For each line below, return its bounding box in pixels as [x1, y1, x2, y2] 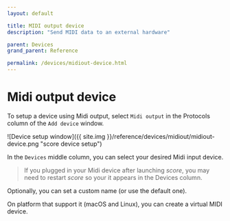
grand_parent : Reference [7, 47, 78, 55]
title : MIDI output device [7, 22, 84, 29]
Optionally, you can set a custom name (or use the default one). [7, 186, 187, 195]
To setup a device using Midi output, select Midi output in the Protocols [7, 112, 211, 120]
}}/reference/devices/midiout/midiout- [106, 132, 215, 140]
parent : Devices [7, 41, 54, 48]
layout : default [7, 10, 54, 17]
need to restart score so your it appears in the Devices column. [23, 173, 203, 181]
